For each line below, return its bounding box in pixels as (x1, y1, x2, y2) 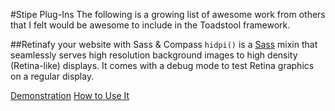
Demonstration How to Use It (10, 90, 130, 101)
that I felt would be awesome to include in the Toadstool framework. (10, 19, 291, 31)
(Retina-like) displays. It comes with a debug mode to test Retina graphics (10, 60, 315, 71)
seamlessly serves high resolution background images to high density (10, 49, 298, 61)
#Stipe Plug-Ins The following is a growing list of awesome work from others (10, 9, 326, 20)
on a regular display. (10, 70, 95, 82)
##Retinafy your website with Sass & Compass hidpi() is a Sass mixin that (10, 39, 318, 50)
